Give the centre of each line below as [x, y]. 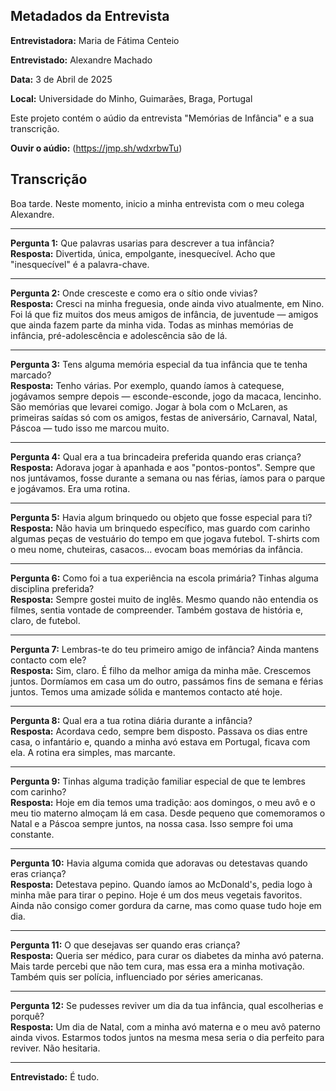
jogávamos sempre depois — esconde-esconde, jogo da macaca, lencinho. [166, 396]
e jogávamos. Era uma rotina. [70, 488]
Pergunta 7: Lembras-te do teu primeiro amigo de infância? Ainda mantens [165, 649]
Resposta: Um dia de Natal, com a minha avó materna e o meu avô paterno [165, 1026]
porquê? [27, 1016]
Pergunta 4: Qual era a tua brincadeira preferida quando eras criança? [156, 456]
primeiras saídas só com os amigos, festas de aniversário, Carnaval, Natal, [164, 417]
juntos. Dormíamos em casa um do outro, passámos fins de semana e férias [167, 681]
